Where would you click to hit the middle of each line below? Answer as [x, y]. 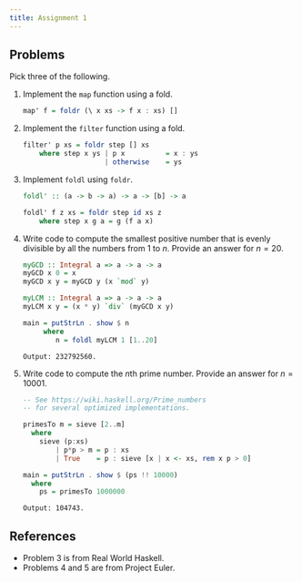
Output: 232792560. [60, 356]
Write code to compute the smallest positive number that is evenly [146, 239]
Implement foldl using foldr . [78, 179]
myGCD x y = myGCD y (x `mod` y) [86, 282]
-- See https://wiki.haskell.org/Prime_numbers [114, 400]
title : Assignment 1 [49, 18]
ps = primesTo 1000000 [82, 492]
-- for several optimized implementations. [106, 408]
